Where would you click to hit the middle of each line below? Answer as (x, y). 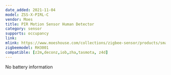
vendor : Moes (19, 19)
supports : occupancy (27, 33)
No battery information (29, 67)
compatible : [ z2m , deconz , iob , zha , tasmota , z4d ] (57, 52)
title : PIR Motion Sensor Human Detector (50, 24)
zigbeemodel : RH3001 (27, 48)
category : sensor (24, 29)
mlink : (12, 43)
